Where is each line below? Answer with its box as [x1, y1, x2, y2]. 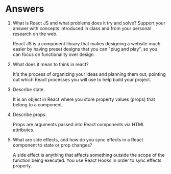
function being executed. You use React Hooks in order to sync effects [12, 157, 162, 163]
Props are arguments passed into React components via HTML [12, 121, 145, 127]
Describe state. [12, 86, 45, 92]
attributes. [12, 127, 35, 133]
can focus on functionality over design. [12, 51, 95, 57]
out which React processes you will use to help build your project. [12, 76, 152, 82]
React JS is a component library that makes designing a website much [12, 40, 161, 46]
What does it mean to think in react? [12, 61, 89, 67]
